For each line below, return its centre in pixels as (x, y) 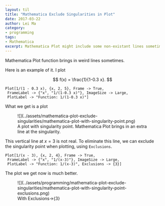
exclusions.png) (34, 193)
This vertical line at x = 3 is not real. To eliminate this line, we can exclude (80, 141)
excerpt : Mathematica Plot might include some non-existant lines (74, 46)
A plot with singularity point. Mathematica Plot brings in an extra (82, 126)
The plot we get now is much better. (41, 173)
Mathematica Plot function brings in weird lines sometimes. (65, 60)
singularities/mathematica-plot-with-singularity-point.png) (76, 121)
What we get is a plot (27, 106)
